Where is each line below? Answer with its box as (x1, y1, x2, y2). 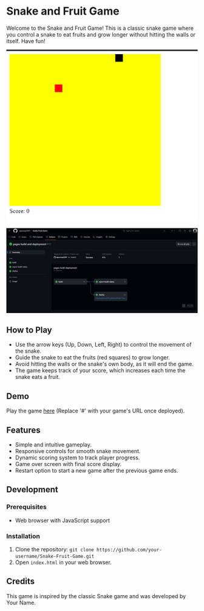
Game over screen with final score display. (15, 461, 122, 467)
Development (6, 484, 59, 495)
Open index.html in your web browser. (15, 559, 112, 566)
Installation (6, 532, 41, 540)
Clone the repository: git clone (15, 545, 94, 553)
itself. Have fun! (6, 37, 46, 44)
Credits (6, 576, 35, 587)
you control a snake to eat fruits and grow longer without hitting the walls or (6, 30, 196, 38)
